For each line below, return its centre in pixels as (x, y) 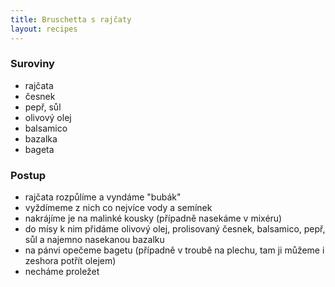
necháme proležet (62, 272)
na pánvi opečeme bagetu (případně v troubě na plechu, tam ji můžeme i (174, 250)
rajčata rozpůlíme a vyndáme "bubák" (103, 197)
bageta (39, 149)
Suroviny (32, 64)
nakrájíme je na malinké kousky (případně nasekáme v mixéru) (153, 218)
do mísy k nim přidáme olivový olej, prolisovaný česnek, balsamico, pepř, (175, 229)
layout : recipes (44, 29)
